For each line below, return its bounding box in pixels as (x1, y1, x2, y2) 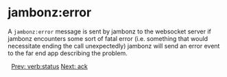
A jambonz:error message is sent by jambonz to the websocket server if (8, 27, 212, 35)
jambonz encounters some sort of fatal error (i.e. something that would (8, 34, 208, 42)
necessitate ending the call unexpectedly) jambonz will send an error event (8, 42, 220, 50)
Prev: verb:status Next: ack (10, 62, 88, 70)
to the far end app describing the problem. (8, 49, 128, 57)
